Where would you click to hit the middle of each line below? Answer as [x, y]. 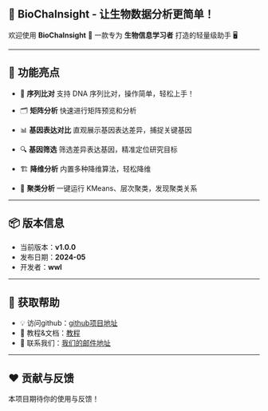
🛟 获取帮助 [34, 302]
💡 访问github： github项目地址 [69, 323]
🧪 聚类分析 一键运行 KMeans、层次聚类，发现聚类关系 [108, 188]
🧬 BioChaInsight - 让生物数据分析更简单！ [112, 14]
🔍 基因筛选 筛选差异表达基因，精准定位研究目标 [99, 149]
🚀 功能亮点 [34, 73]
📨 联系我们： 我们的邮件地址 [65, 343]
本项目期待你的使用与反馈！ [54, 399]
